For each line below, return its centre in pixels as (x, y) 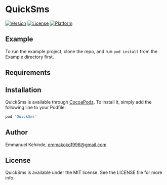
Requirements (28, 73)
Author (16, 132)
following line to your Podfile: (36, 107)
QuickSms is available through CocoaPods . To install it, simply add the (78, 102)
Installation (23, 90)
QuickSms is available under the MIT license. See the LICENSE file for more (84, 172)
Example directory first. (30, 57)
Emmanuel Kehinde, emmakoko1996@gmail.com (56, 145)
